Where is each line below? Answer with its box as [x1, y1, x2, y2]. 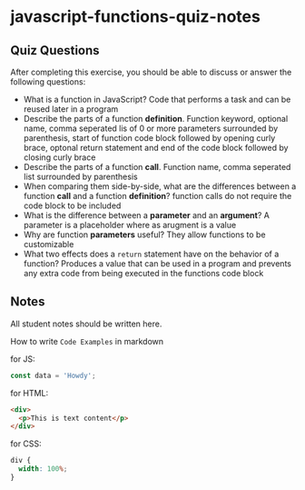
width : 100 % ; [18, 465, 68, 474]
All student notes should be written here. [10, 318, 162, 329]
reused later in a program [23, 104, 119, 115]
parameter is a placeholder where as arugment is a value [23, 220, 237, 230]
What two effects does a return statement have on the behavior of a [23, 248, 280, 259]
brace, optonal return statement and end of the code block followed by [23, 143, 289, 153]
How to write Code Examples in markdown [10, 335, 164, 346]
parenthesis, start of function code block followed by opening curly [23, 133, 276, 143]
